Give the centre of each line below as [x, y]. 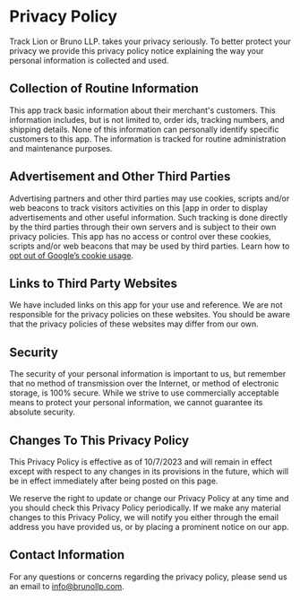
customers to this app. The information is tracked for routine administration [148, 139]
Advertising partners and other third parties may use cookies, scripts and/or [150, 198]
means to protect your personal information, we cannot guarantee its [136, 403]
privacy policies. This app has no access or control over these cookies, [140, 236]
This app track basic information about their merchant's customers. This [142, 110]
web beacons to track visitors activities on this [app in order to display [139, 207]
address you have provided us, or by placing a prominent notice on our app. [149, 527]
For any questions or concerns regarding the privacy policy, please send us [149, 577]
